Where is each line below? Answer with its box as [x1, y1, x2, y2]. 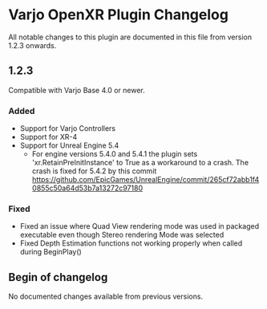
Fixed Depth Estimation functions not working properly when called [19, 238, 243, 248]
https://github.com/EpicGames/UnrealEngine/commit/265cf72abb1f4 [31, 175, 260, 185]
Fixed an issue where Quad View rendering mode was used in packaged [19, 222, 259, 231]
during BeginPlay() [19, 247, 82, 257]
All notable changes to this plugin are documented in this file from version [8, 32, 253, 42]
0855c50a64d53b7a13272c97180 [31, 183, 143, 193]
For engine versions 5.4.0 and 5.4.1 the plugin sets [31, 149, 198, 159]
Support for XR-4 [19, 132, 78, 142]
